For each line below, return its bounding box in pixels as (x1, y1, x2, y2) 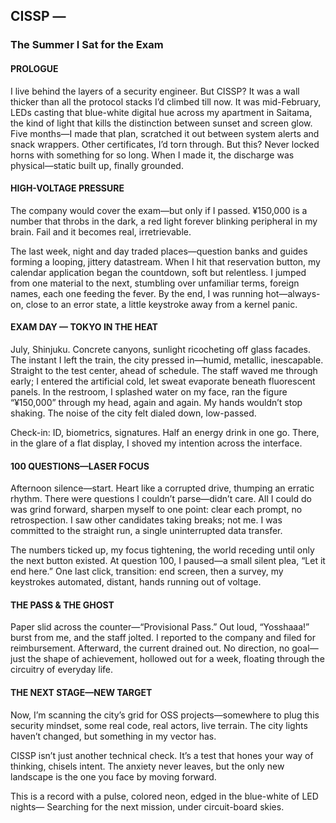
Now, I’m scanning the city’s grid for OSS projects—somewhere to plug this (10, 709, 320, 721)
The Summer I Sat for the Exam (10, 38, 164, 52)
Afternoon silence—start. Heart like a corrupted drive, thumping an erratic (10, 482, 315, 494)
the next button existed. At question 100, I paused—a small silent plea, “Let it (10, 555, 326, 567)
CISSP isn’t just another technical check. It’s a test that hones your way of (10, 749, 314, 761)
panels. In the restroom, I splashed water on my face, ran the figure (10, 385, 288, 398)
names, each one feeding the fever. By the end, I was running (10, 287, 264, 299)
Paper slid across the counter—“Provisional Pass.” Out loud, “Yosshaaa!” (10, 621, 310, 633)
